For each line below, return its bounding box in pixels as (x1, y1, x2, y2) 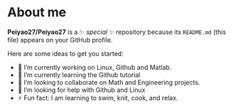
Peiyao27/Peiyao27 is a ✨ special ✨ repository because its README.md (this (7, 28, 227, 36)
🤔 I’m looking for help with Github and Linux (17, 86, 146, 94)
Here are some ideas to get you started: (7, 49, 124, 57)
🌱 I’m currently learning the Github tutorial (17, 70, 141, 79)
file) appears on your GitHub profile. (7, 35, 113, 44)
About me (7, 4, 67, 21)
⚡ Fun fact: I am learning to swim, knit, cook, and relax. (17, 93, 179, 102)
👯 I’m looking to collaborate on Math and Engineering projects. (17, 78, 200, 86)
